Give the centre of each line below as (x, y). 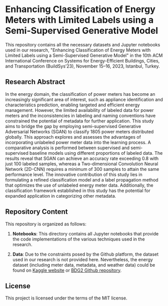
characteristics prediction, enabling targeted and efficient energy (72, 105)
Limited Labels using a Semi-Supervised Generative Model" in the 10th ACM (84, 55)
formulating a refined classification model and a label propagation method (82, 179)
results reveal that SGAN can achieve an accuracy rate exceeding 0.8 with (82, 158)
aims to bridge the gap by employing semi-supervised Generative (73, 126)
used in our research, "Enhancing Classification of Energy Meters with (78, 50)
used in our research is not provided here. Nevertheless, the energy (83, 259)
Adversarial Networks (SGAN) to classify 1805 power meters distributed (79, 132)
